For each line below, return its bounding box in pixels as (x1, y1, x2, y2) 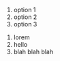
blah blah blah (13, 47, 53, 56)
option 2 (13, 13, 37, 21)
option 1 (13, 6, 36, 14)
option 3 (13, 20, 37, 28)
